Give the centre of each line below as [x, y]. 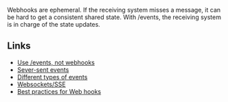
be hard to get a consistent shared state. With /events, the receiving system [114, 17]
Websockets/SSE [42, 84]
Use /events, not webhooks [56, 62]
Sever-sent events [43, 69]
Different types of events [52, 77]
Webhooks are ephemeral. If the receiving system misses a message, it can [114, 10]
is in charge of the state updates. [54, 24]
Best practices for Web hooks [59, 91]
